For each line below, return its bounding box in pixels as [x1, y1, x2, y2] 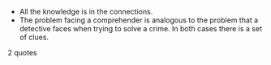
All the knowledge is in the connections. [19, 7, 153, 16]
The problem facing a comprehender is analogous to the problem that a [19, 15, 259, 25]
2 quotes [7, 48, 37, 57]
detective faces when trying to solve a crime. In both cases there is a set [19, 24, 263, 33]
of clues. [19, 32, 49, 42]
